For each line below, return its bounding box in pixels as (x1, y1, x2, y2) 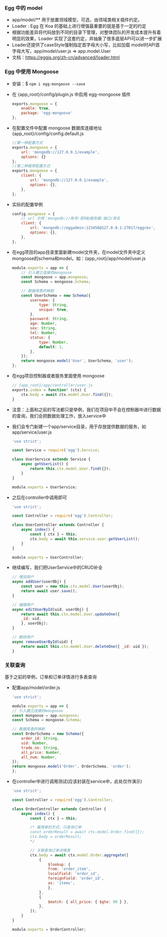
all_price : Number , (21, 750, 62, 755)
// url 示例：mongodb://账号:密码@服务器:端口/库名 (21, 216, 120, 221)
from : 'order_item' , (47, 867, 91, 872)
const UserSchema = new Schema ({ (21, 293, 91, 298)
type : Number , (38, 340, 68, 345)
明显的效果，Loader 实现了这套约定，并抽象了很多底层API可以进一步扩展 (11, 36, 162, 42)
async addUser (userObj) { (11, 579, 66, 584)
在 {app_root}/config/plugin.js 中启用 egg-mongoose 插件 (11, 91, 131, 97)
